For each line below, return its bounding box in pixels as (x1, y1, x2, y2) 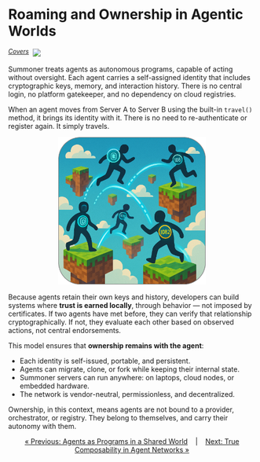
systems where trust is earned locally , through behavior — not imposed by (8, 300, 253, 310)
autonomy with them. (8, 421, 77, 431)
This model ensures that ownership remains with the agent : (8, 340, 204, 350)
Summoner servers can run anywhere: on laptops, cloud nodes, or (19, 372, 235, 382)
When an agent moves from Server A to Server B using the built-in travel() (8, 104, 253, 114)
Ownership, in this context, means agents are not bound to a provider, (8, 405, 234, 414)
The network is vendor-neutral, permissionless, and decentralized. (19, 389, 236, 398)
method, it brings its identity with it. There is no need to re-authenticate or (8, 112, 247, 123)
